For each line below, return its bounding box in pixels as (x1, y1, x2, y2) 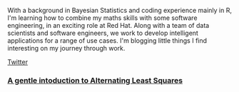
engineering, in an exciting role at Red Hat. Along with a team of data (7, 21, 210, 29)
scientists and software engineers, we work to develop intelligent (7, 29, 198, 37)
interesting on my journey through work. (7, 44, 126, 52)
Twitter (7, 58, 29, 66)
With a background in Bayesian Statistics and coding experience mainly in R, (7, 6, 233, 14)
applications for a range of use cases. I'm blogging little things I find (7, 36, 208, 45)
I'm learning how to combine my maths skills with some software (7, 14, 198, 22)
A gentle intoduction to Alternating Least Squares (7, 75, 183, 85)
